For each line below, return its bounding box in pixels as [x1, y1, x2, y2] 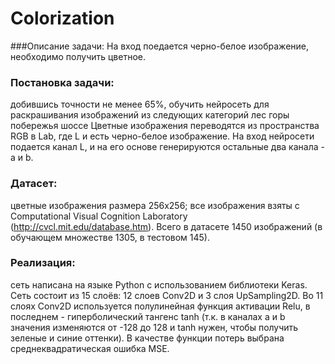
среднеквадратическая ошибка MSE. [10, 342, 170, 354]
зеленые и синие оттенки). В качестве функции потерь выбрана [10, 332, 285, 344]
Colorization [10, 7, 115, 30]
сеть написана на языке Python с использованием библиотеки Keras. [10, 278, 308, 291]
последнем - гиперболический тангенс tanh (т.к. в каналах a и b [10, 310, 286, 322]
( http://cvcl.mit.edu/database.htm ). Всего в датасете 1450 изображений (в [10, 220, 323, 232]
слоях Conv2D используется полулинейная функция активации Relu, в [10, 300, 311, 312]
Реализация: [10, 256, 76, 270]
